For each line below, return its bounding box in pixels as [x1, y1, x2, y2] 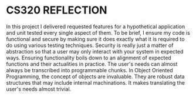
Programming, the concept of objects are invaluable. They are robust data [6, 73, 185, 80]
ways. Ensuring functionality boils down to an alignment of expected [6, 54, 171, 61]
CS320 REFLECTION [6, 4, 107, 17]
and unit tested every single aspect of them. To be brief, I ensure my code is [6, 29, 191, 36]
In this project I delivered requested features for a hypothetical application [6, 23, 185, 30]
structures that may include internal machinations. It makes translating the [6, 79, 185, 86]
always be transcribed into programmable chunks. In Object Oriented [6, 66, 173, 73]
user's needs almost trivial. [6, 85, 72, 92]
